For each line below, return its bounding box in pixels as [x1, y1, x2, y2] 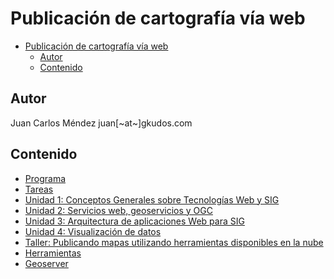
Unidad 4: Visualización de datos [24, 225, 162, 237]
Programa [24, 172, 67, 184]
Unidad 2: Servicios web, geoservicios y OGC [24, 204, 213, 216]
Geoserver [24, 257, 69, 269]
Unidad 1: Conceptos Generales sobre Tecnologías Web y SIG [24, 193, 280, 206]
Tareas [24, 183, 54, 195]
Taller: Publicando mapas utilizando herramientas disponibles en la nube [24, 236, 324, 248]
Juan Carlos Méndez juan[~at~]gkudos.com [10, 117, 193, 129]
